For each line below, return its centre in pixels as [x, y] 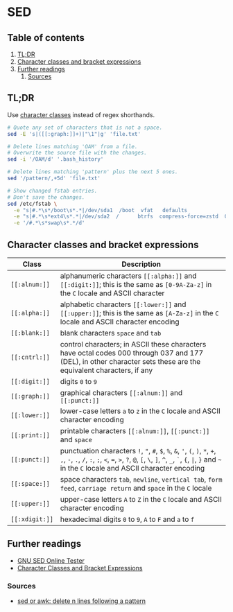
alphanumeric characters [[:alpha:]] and [128, 276]
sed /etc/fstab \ [32, 204]
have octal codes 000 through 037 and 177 [132, 353]
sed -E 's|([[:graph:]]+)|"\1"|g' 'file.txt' [74, 134]
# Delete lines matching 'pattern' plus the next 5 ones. [93, 172]
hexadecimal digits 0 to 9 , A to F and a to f [127, 519]
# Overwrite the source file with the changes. [77, 153]
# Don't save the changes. [46, 197]
